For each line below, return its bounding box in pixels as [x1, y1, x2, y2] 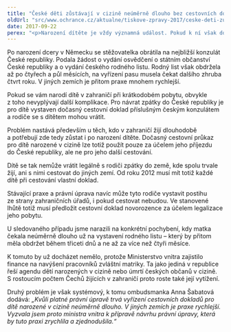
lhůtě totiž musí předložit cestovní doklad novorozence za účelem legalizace [7, 204, 223, 212]
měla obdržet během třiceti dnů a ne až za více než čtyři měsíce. [7, 239, 190, 248]
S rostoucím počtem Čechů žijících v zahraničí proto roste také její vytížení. [7, 275, 220, 283]
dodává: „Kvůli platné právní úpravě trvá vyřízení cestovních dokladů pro [7, 295, 214, 304]
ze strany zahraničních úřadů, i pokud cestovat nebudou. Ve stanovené [7, 197, 209, 205]
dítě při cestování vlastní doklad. [7, 176, 99, 185]
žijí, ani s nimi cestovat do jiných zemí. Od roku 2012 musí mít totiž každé [7, 169, 213, 177]
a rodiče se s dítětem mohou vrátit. [7, 113, 106, 121]
